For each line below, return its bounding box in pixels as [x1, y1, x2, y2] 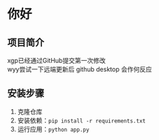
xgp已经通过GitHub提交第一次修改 [7, 57, 106, 64]
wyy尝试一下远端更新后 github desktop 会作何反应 [7, 65, 152, 73]
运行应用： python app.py [17, 125, 90, 133]
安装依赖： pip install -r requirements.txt [17, 116, 146, 125]
